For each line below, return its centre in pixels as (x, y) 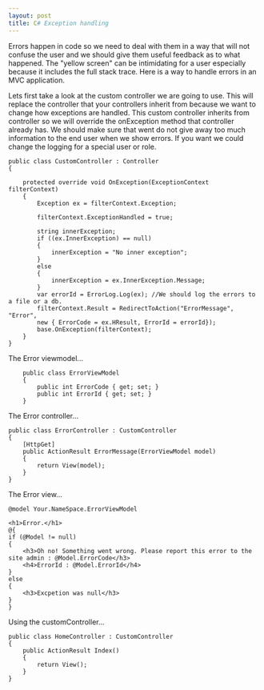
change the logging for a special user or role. (82, 146)
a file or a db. (35, 301)
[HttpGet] (39, 444)
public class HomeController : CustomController (91, 636)
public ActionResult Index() (71, 650)
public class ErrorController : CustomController (93, 430)
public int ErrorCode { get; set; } (98, 387)
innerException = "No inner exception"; (119, 252)
